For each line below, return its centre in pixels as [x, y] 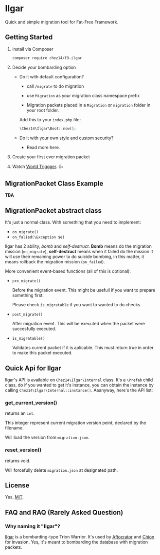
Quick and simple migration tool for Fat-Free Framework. [62, 22]
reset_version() [23, 450]
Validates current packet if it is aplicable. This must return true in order [83, 348]
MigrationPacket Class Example [54, 183]
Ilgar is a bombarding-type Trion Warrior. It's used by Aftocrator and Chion [80, 537]
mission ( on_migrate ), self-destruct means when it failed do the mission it [79, 252]
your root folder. [43, 110]
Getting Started [29, 37]
